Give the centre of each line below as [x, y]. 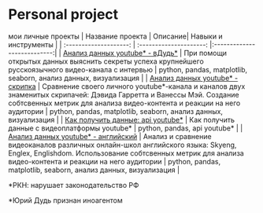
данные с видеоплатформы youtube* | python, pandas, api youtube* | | [126, 128]
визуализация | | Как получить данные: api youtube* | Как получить [121, 119]
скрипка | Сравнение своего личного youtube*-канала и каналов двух [127, 86]
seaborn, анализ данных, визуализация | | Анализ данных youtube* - [123, 78]
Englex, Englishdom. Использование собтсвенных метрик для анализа [126, 153]
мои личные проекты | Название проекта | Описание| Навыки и [115, 36]
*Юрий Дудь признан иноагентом [66, 200]
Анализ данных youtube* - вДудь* [120, 53]
